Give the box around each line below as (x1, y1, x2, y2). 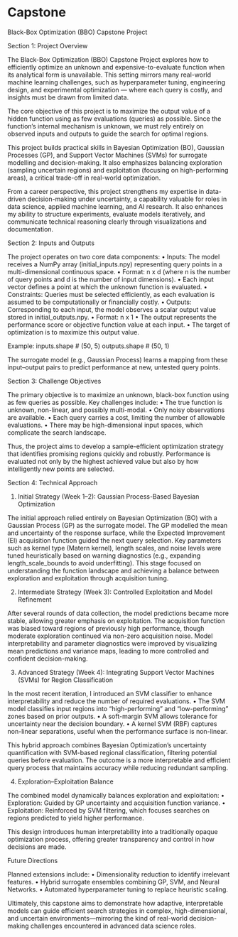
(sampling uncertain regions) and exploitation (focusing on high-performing (7, 166, 229, 174)
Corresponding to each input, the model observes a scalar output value (7, 305, 217, 313)
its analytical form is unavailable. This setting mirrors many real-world (7, 70, 212, 79)
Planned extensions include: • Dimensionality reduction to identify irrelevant (7, 870, 230, 878)
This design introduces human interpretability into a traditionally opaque (7, 827, 218, 835)
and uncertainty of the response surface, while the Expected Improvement (7, 529, 225, 537)
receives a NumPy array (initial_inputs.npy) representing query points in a (7, 260, 222, 269)
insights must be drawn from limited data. (7, 93, 129, 102)
